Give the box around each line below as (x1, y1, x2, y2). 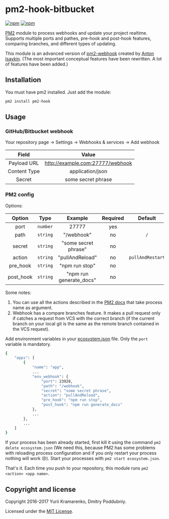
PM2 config (5, 191, 34, 198)
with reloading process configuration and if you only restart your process (5, 450, 157, 456)
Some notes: (5, 289, 32, 295)
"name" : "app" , (32, 365, 64, 370)
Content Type (8, 168, 40, 175)
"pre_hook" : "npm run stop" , (41, 398, 102, 403)
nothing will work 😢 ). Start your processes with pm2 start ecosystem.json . (5, 456, 160, 462)
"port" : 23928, (41, 379, 73, 384)
